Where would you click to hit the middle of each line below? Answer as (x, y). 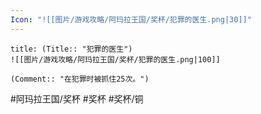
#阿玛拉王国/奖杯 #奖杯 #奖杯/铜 (77, 98)
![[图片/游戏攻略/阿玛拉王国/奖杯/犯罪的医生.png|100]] (115, 59)
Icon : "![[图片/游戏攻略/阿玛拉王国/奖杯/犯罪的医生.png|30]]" (131, 19)
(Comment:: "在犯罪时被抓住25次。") (80, 79)
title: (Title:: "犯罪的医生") (71, 49)
